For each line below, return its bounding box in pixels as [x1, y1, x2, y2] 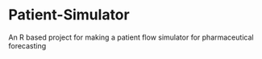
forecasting [8, 40, 47, 50]
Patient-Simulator [8, 6, 131, 24]
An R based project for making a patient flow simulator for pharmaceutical [8, 32, 254, 42]
